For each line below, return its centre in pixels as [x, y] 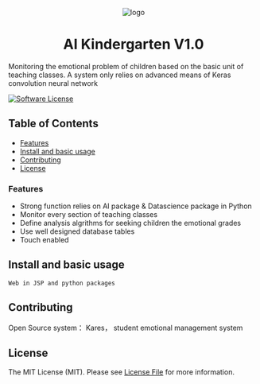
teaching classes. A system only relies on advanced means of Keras [120, 75]
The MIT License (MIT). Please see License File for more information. [121, 372]
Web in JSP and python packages [62, 283]
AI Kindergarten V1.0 [134, 45]
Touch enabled [44, 240]
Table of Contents [54, 124]
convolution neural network [53, 83]
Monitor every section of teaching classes [88, 215]
